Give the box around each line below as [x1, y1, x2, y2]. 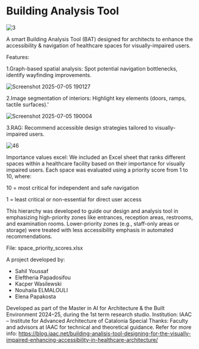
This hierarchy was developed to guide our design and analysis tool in [6, 207, 178, 215]
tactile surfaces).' [6, 100, 49, 108]
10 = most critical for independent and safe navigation [6, 184, 139, 191]
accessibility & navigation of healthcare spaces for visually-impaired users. [6, 42, 191, 49]
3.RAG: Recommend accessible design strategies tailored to [6, 124, 154, 131]
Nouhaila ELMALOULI [14, 286, 68, 293]
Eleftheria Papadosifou [14, 274, 71, 281]
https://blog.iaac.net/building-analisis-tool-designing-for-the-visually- [18, 330, 191, 337]
